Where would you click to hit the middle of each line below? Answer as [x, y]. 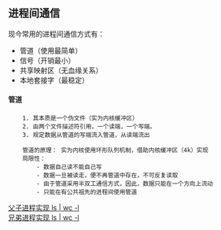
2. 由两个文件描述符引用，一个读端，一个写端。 [89, 127]
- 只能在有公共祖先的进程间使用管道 [87, 192]
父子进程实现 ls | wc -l [44, 208]
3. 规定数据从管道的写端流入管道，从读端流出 [86, 135]
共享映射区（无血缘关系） [61, 70]
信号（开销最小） [47, 60]
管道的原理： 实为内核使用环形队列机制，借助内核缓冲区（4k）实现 [115, 150]
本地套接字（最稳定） [54, 80]
